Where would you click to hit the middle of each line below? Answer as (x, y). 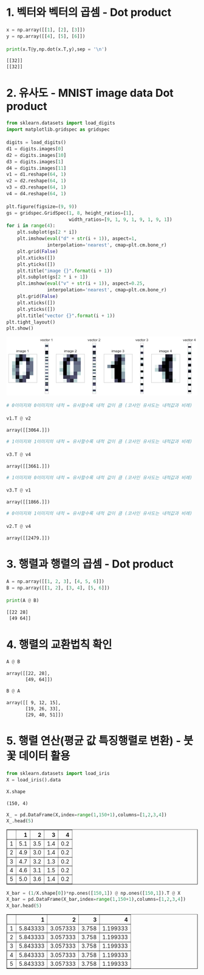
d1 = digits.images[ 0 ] (35, 149)
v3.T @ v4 (19, 454)
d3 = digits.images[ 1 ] (35, 162)
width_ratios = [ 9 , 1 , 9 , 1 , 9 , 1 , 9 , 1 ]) (121, 220)
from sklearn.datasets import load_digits (61, 123)
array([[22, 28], (28, 674)
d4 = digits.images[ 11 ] (36, 168)
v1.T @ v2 (19, 418)
